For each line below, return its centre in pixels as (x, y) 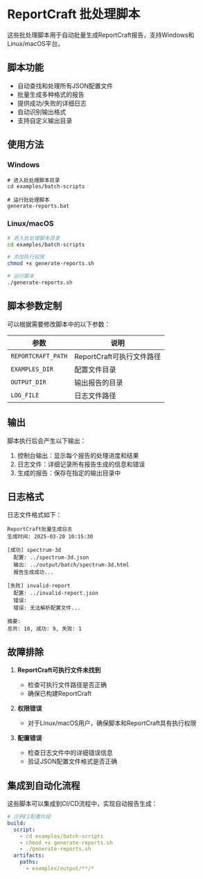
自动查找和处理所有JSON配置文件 (65, 86)
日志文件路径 (95, 395)
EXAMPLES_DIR (32, 369)
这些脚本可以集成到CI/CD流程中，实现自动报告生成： (82, 804)
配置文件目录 (95, 370)
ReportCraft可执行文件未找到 (59, 670)
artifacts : (29, 856)
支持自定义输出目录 (45, 120)
